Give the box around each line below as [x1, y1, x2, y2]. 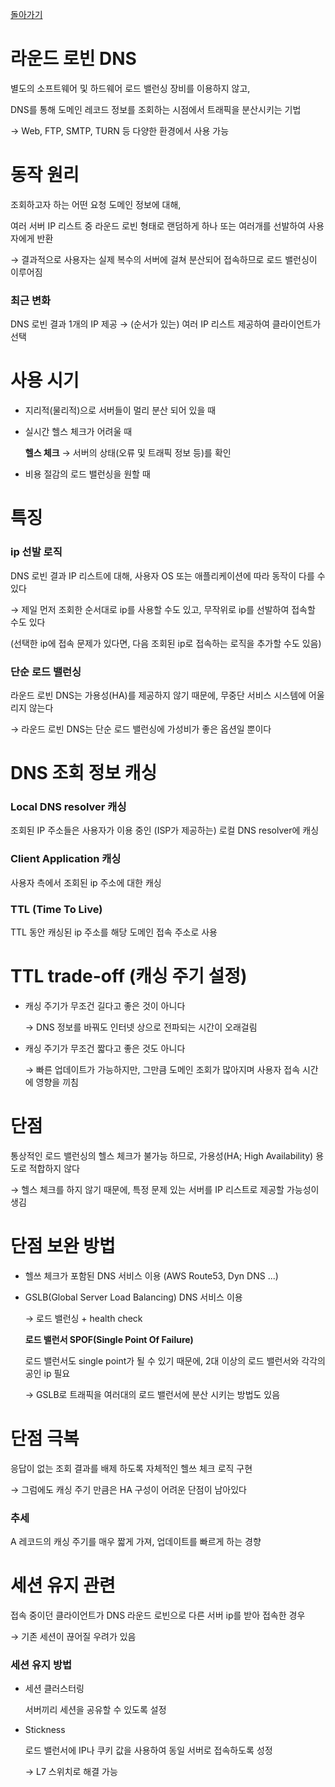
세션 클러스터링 [24, 1683, 85, 1695]
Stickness [24, 1724, 66, 1736]
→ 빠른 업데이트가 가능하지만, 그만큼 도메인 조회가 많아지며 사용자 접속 [24, 1063, 301, 1075]
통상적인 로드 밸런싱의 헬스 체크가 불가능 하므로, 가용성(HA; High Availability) [10, 1149, 314, 1162]
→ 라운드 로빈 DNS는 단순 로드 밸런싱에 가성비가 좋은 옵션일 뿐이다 [10, 723, 272, 735]
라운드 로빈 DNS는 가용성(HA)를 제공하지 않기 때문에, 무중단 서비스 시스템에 [10, 689, 307, 701]
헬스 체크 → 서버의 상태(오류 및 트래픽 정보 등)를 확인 [24, 447, 232, 459]
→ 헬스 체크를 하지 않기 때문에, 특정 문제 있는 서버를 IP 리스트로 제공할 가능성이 [10, 1183, 320, 1195]
